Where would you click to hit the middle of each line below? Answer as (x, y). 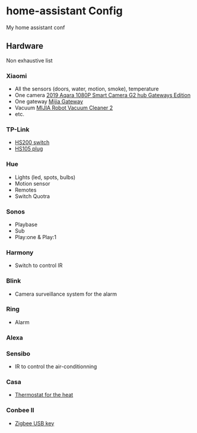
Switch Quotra (32, 196)
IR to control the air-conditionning (56, 366)
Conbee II (20, 410)
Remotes (26, 190)
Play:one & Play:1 (35, 237)
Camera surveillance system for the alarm (66, 294)
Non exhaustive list (29, 60)
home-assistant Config (64, 11)
